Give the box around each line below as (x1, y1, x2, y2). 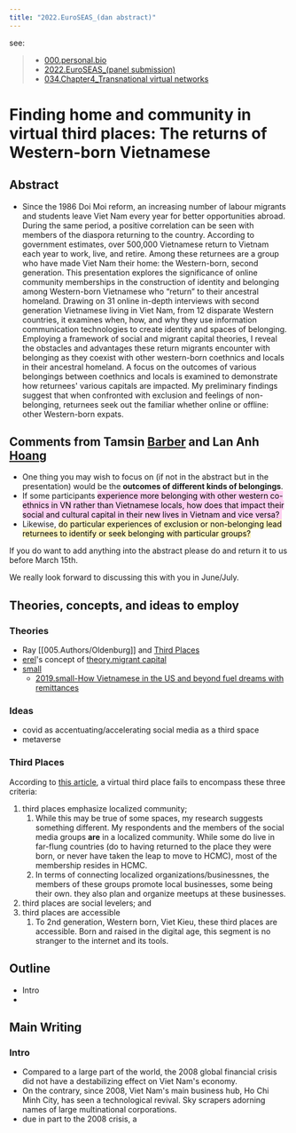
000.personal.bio (43, 54, 107, 65)
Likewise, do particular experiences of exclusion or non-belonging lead (21, 519, 282, 529)
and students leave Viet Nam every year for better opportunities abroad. (21, 210, 286, 221)
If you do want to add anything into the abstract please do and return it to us (9, 545, 288, 556)
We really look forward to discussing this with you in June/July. (9, 572, 239, 582)
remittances (35, 683, 80, 693)
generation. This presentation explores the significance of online (21, 267, 259, 278)
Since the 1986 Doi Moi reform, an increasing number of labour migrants (21, 201, 286, 211)
